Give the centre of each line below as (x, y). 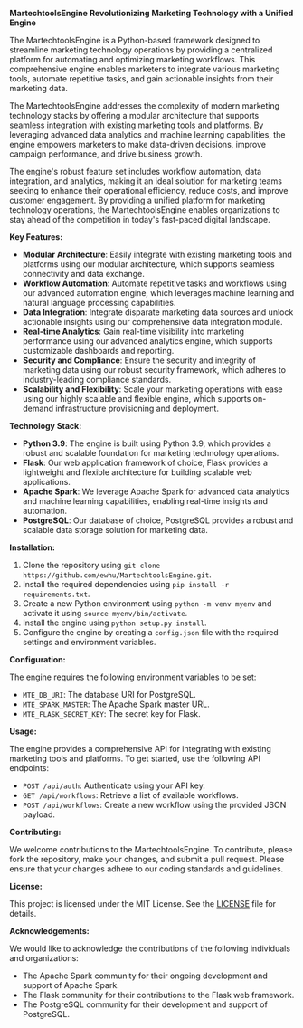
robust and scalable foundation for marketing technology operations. (151, 453)
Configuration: (38, 659)
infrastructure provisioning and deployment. (137, 408)
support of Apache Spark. (71, 985)
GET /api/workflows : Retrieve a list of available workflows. (130, 795)
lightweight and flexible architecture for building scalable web (137, 472)
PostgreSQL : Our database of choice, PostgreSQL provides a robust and (158, 520)
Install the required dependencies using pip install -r (126, 584)
